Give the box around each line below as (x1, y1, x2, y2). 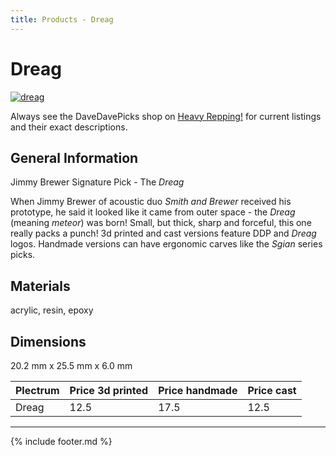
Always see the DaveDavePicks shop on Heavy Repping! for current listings (10, 110, 322, 122)
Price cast (247, 384, 297, 397)
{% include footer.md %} (10, 436, 113, 447)
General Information (10, 149, 139, 166)
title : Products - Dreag (10, 14, 114, 25)
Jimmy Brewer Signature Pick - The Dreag (10, 176, 185, 188)
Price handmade (158, 384, 238, 397)
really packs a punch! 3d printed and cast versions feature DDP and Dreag (10, 227, 317, 240)
